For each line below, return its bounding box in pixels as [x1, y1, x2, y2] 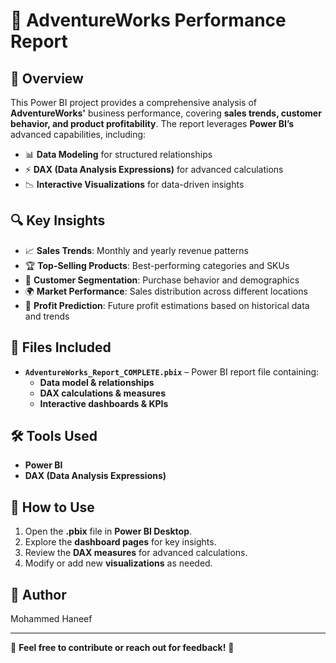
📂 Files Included [10, 339, 112, 356]
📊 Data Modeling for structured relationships [24, 149, 213, 160]
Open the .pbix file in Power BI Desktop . [24, 525, 193, 538]
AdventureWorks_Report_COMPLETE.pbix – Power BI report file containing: [24, 365, 320, 378]
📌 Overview [10, 70, 84, 87]
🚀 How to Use [10, 499, 95, 516]
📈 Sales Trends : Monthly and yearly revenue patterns [24, 244, 249, 256]
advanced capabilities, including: [10, 129, 147, 140]
